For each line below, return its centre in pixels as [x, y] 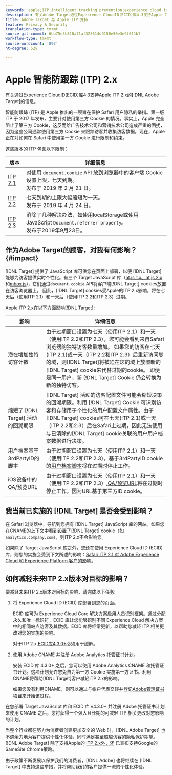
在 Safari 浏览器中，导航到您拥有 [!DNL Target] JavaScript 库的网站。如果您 [85, 524]
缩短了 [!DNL [23, 411]
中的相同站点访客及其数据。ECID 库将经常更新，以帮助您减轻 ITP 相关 [86, 626]
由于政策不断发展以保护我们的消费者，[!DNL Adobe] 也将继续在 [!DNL [79, 760]
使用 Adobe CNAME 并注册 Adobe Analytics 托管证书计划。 [75, 655]
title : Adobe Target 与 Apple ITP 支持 [47, 19]
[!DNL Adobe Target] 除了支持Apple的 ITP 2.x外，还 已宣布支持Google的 [81, 743]
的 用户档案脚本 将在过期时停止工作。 [90, 466]
